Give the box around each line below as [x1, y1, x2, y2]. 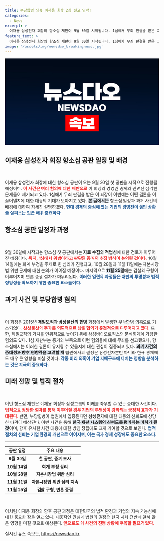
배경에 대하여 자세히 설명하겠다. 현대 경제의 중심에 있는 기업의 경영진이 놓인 [5, 204, 147, 210]
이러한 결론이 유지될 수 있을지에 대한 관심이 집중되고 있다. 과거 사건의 [26, 343, 157, 349]
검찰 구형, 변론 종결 [37, 487, 73, 493]
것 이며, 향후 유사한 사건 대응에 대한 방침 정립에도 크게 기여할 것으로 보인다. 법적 [5, 425, 156, 431]
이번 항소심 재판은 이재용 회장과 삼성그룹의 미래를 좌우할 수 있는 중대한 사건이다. [5, 400, 158, 406]
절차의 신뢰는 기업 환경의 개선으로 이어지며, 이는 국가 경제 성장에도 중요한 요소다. [5, 431, 157, 437]
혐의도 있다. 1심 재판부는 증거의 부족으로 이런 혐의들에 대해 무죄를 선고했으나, [5, 337, 151, 343]
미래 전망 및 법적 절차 [5, 377, 64, 386]
